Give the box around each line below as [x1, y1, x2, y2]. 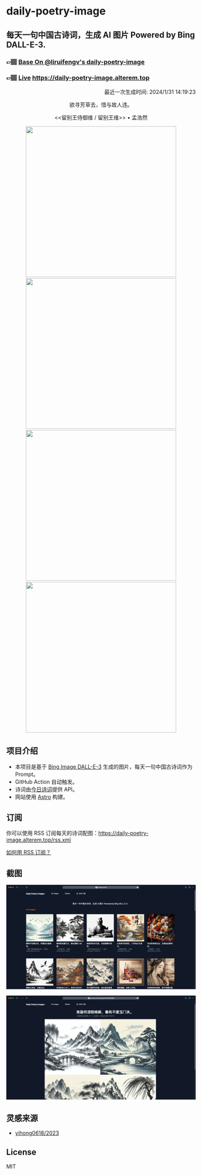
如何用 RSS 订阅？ [6, 849, 51, 856]
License [6, 1147, 37, 1157]
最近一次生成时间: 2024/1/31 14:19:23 [104, 88, 196, 95]
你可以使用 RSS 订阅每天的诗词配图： [6, 830, 99, 837]
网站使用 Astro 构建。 [14, 793, 69, 800]
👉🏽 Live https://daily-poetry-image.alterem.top [6, 74, 150, 82]
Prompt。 [14, 770, 39, 778]
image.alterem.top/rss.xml [6, 836, 71, 843]
